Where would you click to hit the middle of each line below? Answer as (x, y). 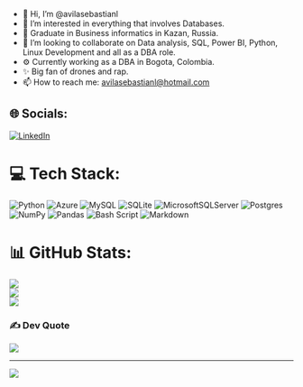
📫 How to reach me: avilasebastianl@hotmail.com (116, 82)
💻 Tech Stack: (65, 174)
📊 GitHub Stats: (71, 252)
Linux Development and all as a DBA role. (99, 52)
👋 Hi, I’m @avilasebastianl (70, 14)
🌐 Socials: (39, 114)
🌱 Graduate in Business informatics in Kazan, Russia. (120, 33)
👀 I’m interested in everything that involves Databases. (124, 23)
